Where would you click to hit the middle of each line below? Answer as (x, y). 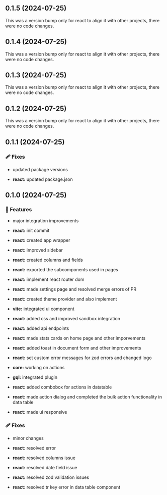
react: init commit (31, 230)
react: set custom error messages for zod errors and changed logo (82, 358)
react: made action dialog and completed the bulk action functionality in (87, 397)
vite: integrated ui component (43, 309)
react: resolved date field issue (45, 467)
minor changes (28, 438)
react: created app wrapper (41, 240)
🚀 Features (19, 210)
